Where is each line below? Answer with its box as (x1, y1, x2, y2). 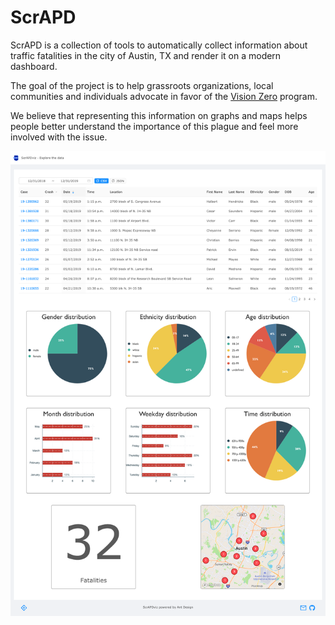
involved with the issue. (10, 131, 108, 143)
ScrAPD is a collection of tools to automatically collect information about (10, 39, 308, 51)
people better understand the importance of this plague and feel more (10, 120, 299, 132)
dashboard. (10, 60, 58, 72)
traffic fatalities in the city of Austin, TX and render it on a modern (10, 49, 282, 61)
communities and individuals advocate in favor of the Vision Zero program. (10, 90, 318, 102)
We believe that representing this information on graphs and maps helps (10, 109, 308, 121)
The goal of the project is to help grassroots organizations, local (10, 79, 274, 91)
